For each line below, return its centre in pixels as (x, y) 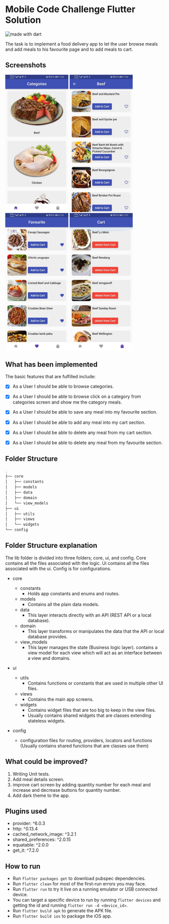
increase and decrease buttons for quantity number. (67, 790)
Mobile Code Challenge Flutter (70, 9)
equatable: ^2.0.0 (31, 845)
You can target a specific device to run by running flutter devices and (87, 900)
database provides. (48, 636)
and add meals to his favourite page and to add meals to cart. (69, 49)
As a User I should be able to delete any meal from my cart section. (82, 432)
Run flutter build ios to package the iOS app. (62, 916)
